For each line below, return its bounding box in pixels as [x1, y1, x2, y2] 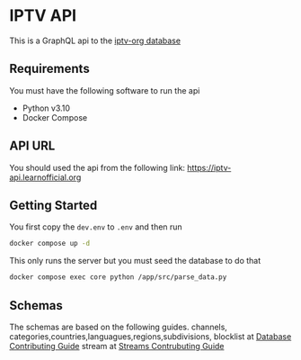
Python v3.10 [22, 103, 70, 113]
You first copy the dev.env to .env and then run [9, 221, 182, 232]
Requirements [9, 61, 90, 76]
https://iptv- [187, 162, 232, 173]
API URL [9, 139, 56, 154]
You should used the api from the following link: [9, 162, 186, 173]
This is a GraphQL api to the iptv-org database [9, 35, 181, 46]
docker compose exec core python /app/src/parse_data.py [9, 273, 227, 282]
